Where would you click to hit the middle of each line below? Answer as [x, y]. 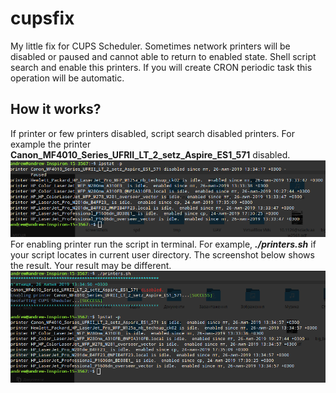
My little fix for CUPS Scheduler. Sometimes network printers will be [150, 46]
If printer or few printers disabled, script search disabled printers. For [152, 133]
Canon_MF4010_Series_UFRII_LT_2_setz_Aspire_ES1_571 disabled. [150, 154]
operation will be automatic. [67, 78]
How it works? [56, 109]
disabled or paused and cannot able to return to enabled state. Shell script [163, 56]
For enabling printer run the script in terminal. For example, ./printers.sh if [163, 244]
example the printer [51, 144]
